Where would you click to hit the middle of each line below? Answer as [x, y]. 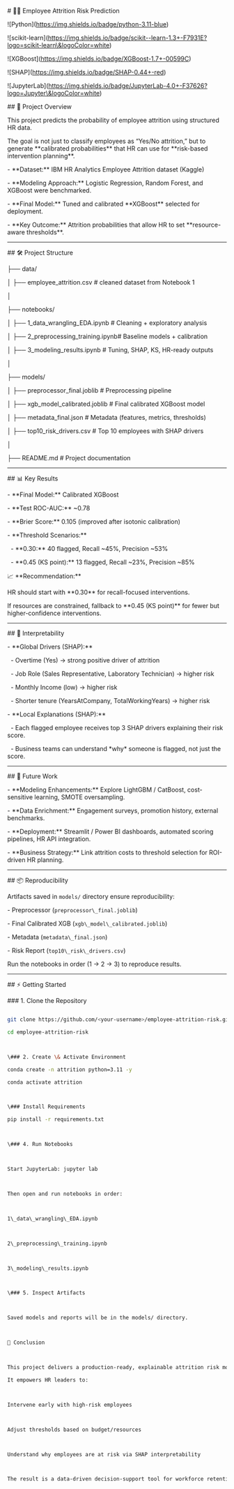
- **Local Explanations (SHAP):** [57, 714]
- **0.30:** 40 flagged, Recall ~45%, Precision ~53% [89, 549]
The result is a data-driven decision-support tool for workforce [106, 1479]
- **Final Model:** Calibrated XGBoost [63, 494]
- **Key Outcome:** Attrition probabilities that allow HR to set [96, 225]
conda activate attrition [45, 1082]
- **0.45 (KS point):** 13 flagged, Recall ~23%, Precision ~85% [102, 562]
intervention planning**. [41, 156]
